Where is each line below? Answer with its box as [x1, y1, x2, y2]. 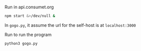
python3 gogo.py [4, 41, 38, 46]
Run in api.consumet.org [4, 4, 54, 10]
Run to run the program [4, 32, 52, 37]
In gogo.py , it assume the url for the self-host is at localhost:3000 [4, 22, 136, 28]
